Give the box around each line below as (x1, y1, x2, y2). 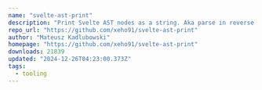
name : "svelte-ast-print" (8, 11, 93, 20)
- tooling (15, 70, 47, 77)
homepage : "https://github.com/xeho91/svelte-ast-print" (8, 41, 198, 49)
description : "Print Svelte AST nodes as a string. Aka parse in (8, 19, 226, 27)
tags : (8, 63, 26, 70)
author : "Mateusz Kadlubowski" (8, 33, 111, 41)
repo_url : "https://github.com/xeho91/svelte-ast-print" (8, 26, 198, 34)
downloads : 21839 (8, 48, 65, 56)
